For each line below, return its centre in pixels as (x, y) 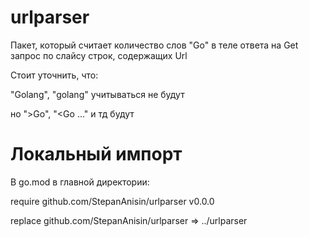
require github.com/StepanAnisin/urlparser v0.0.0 (112, 201)
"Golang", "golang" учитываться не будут (97, 94)
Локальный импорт (96, 154)
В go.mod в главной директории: (80, 182)
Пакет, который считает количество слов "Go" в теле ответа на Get (154, 45)
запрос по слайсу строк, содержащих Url (99, 55)
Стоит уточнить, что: (54, 75)
